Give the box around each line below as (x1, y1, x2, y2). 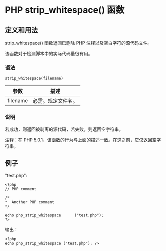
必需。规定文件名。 (32, 98, 78, 105)
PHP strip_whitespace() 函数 (5, 4, 125, 16)
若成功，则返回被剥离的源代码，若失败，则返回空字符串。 (5, 126, 123, 132)
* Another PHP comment (5, 200, 55, 205)
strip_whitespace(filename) (5, 76, 64, 81)
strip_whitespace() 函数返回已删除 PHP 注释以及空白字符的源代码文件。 (5, 40, 152, 46)
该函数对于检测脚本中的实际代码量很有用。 (5, 51, 93, 56)
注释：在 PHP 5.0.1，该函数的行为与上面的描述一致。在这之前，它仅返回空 (5, 137, 157, 143)
